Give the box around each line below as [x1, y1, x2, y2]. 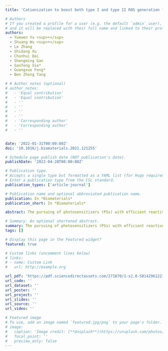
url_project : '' [5, 292, 39, 297]
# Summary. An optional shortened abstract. [5, 218, 99, 224]
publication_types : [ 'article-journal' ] [5, 182, 91, 187]
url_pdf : [5, 273, 23, 279]
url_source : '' [5, 301, 37, 306]
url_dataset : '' [5, 283, 39, 288]
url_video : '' [5, 306, 35, 311]
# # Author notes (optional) [5, 81, 66, 86]
